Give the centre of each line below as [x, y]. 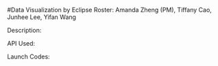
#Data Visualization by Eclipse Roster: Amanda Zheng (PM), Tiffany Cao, [110, 10]
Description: [24, 30]
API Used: [21, 43]
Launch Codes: [28, 56]
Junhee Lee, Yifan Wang [42, 17]
